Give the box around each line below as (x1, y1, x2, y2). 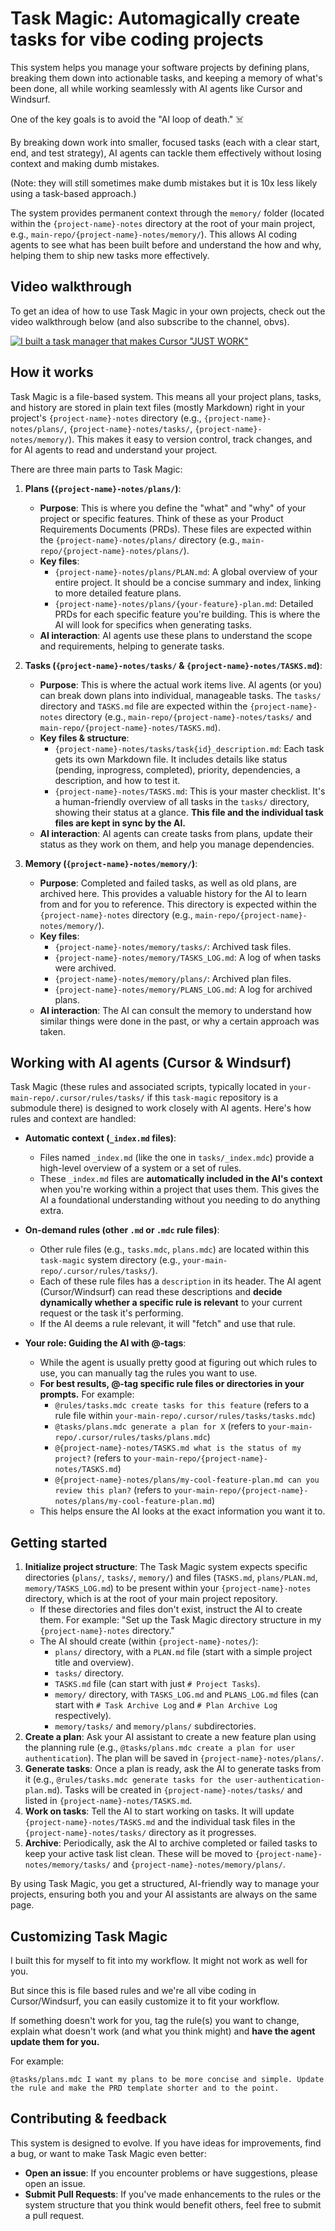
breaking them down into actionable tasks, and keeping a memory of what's (10, 72, 323, 84)
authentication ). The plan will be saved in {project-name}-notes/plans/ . (24, 1752, 325, 1764)
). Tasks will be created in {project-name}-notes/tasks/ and (56, 1784, 303, 1796)
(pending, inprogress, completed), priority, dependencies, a (54, 763, 301, 776)
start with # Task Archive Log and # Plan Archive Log (54, 1699, 278, 1711)
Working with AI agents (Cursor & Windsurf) (10, 1054, 292, 1071)
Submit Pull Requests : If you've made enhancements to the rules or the (24, 2188, 322, 2200)
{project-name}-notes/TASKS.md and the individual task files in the (24, 1816, 296, 1828)
